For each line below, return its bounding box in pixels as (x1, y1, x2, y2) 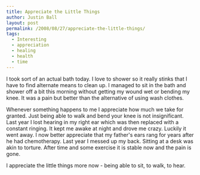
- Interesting (11, 36, 47, 42)
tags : (6, 31, 20, 37)
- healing (11, 48, 36, 54)
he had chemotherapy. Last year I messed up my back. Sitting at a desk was (6, 137, 194, 145)
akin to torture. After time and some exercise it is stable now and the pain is (6, 144, 192, 151)
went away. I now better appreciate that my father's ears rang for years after (6, 131, 194, 138)
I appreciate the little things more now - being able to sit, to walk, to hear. (6, 162, 186, 169)
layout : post (6, 20, 39, 26)
